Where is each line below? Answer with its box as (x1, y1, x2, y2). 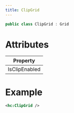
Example (5, 86, 43, 98)
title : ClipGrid (5, 7, 40, 13)
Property (13, 57, 35, 64)
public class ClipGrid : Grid (5, 21, 69, 27)
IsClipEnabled (8, 66, 41, 73)
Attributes (5, 39, 49, 50)
